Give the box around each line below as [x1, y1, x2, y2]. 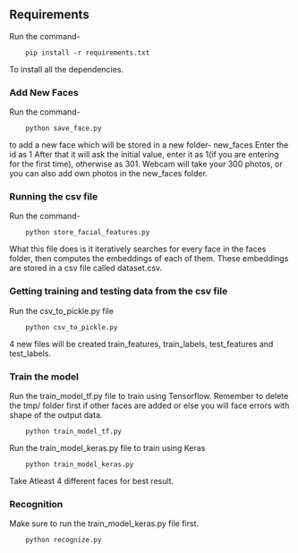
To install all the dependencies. [9, 64, 123, 74]
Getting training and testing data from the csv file [9, 285, 228, 298]
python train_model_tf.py [25, 427, 123, 436]
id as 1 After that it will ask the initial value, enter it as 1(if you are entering [9, 149, 279, 160]
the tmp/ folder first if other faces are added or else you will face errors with [9, 400, 290, 411]
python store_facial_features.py [25, 228, 150, 237]
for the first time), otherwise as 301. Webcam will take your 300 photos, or [9, 158, 284, 169]
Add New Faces [9, 86, 79, 98]
